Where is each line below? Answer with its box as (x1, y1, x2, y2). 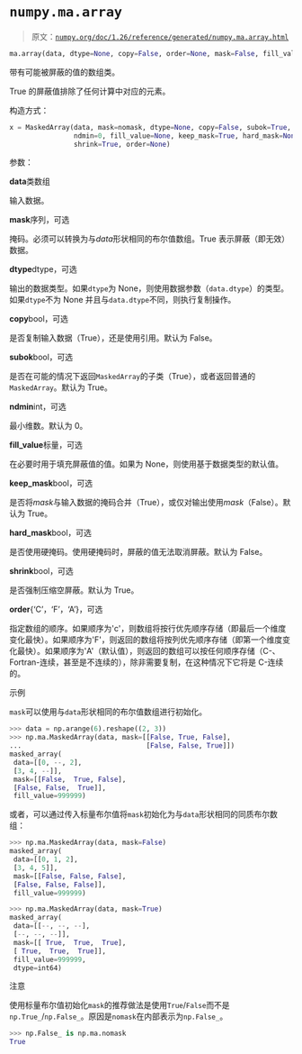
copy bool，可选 (9, 313, 69, 324)
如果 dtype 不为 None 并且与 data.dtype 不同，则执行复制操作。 (9, 295, 236, 305)
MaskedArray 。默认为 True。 (9, 382, 112, 393)
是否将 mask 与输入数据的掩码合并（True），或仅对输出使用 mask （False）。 (9, 497, 283, 508)
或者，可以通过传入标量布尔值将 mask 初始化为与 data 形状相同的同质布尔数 (9, 809, 279, 820)
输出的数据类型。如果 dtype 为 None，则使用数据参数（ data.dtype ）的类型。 (9, 283, 289, 294)
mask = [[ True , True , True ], (13, 938, 127, 947)
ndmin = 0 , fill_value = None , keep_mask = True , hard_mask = (73, 131, 283, 141)
